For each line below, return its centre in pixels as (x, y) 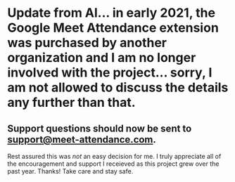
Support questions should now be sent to (100, 128)
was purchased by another (87, 43)
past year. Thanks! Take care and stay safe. (70, 171)
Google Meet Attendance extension (113, 28)
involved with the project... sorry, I (110, 73)
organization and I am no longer (102, 58)
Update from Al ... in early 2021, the (112, 13)
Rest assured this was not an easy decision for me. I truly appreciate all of (114, 156)
